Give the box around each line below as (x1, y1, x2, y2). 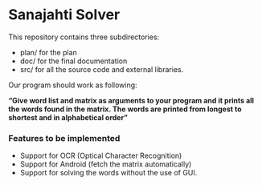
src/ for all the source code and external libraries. (19, 64, 184, 74)
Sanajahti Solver (8, 6, 121, 24)
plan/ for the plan (19, 47, 78, 57)
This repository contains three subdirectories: (8, 32, 160, 42)
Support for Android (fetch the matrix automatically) (19, 159, 192, 169)
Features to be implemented (8, 132, 121, 143)
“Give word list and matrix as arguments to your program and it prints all (8, 95, 255, 105)
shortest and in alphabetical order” (8, 112, 129, 122)
